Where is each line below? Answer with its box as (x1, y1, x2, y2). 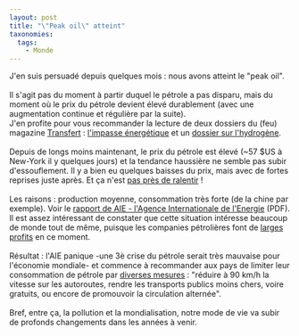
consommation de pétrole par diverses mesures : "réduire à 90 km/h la (9, 269, 270, 281)
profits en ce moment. (9, 232, 91, 242)
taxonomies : (9, 29, 54, 38)
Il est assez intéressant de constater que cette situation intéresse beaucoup (9, 213, 288, 224)
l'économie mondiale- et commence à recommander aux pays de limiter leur (9, 260, 290, 271)
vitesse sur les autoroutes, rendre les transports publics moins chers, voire (9, 279, 284, 290)
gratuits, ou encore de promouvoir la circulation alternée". (9, 289, 221, 299)
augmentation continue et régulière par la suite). (9, 109, 187, 119)
